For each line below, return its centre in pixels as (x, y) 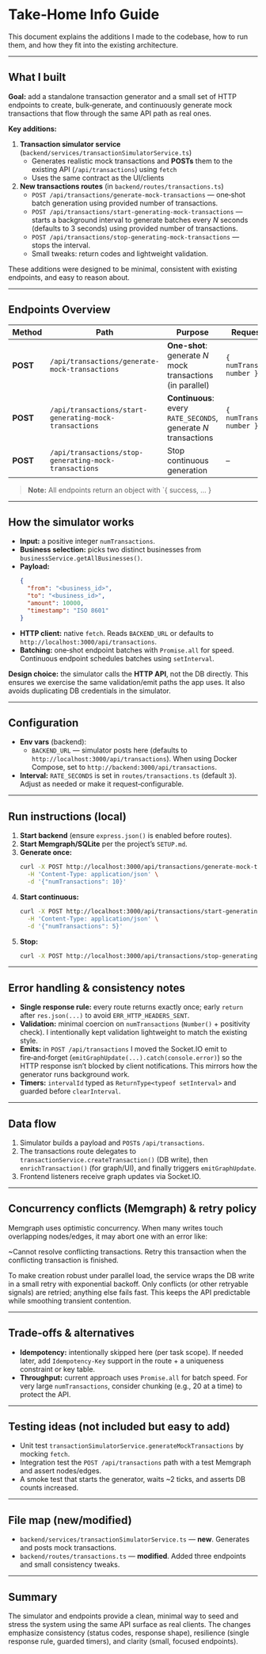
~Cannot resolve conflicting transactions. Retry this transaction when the (127, 1251)
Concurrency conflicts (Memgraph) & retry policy (133, 1209)
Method (27, 332)
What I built (37, 77)
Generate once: (46, 852)
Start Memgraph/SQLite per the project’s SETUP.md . (103, 844)
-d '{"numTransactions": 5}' (75, 926)
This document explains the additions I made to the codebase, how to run (128, 36)
